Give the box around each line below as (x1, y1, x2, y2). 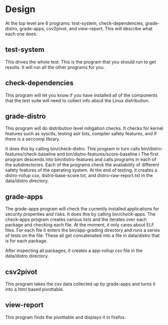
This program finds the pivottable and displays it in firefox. (5, 314, 126, 320)
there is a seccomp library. (5, 136, 60, 142)
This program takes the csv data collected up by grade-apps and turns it (5, 281, 156, 287)
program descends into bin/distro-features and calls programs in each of (5, 156, 156, 162)
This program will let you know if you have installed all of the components (5, 92, 157, 98)
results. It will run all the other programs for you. (5, 64, 105, 70)
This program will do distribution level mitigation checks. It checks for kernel (5, 125, 163, 131)
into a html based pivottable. (5, 286, 64, 292)
